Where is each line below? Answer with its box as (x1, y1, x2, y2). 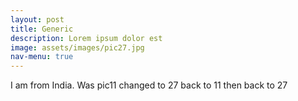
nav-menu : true (10, 52, 74, 62)
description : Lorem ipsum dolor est (10, 33, 163, 43)
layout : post (10, 14, 65, 25)
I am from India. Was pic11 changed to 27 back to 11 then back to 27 (10, 79, 288, 91)
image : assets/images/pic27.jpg (10, 42, 145, 53)
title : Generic (10, 24, 74, 34)
